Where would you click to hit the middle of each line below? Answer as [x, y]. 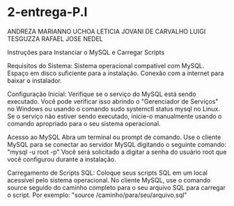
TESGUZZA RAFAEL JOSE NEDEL [55, 38]
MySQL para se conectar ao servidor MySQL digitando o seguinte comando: [117, 144]
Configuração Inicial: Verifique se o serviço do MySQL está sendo [102, 94]
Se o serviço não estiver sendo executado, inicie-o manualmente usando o [115, 116]
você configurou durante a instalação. [62, 159]
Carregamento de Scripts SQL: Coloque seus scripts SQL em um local [107, 173]
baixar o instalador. [35, 80]
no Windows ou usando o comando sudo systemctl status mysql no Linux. [114, 109]
